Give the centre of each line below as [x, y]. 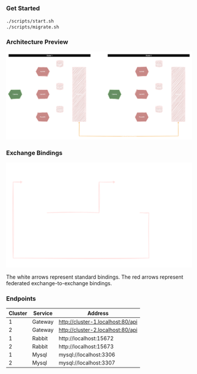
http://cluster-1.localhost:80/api [98, 322]
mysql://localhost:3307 [87, 363]
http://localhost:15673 [86, 346]
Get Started [23, 8]
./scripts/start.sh [30, 21]
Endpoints [21, 299]
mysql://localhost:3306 [87, 355]
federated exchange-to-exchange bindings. [59, 283]
